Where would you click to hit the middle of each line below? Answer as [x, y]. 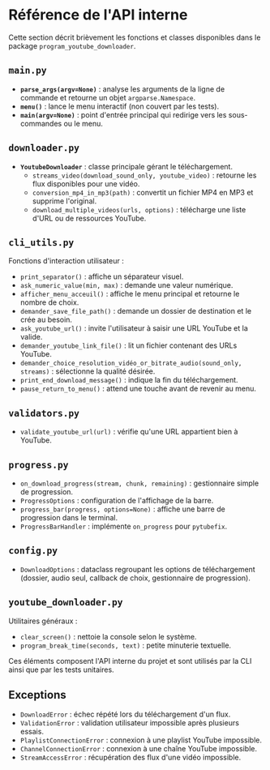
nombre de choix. [49, 302]
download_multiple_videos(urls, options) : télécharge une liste [139, 209]
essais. [32, 732]
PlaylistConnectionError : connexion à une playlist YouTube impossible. [141, 740]
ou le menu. [84, 123]
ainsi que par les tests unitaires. [62, 669]
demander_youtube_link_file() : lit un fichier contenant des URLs [129, 345]
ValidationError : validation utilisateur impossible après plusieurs [129, 723]
